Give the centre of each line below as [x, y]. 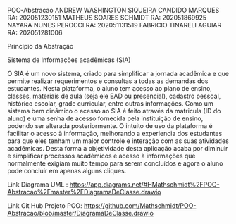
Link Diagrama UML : [38, 185]
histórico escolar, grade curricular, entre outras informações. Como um [110, 104]
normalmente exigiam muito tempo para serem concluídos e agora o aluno [115, 163]
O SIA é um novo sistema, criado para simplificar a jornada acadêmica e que [118, 74]
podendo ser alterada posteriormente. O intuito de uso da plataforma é [110, 126]
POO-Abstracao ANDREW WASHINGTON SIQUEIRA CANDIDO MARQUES [113, 10]
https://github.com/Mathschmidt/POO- [140, 206]
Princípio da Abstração [41, 46]
